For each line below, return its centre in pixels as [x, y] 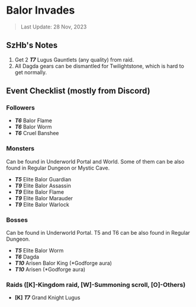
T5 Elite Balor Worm [39, 251]
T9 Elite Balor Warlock [42, 204]
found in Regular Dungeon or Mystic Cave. [58, 168]
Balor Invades [41, 10]
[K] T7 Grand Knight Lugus [47, 298]
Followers [21, 108]
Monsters [20, 149]
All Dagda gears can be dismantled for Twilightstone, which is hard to [99, 66]
